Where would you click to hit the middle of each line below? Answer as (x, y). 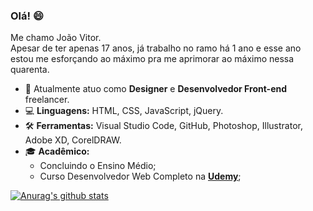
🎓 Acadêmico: (57, 151)
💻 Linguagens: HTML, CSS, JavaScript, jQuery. (124, 111)
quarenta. (30, 70)
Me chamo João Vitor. (56, 38)
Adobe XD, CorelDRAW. (73, 140)
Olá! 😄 (27, 16)
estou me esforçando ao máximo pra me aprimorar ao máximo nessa (152, 59)
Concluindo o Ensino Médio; (98, 166)
